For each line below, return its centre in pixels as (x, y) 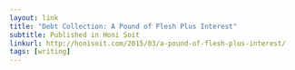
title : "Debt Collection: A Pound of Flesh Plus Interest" (123, 26)
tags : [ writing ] (40, 52)
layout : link (34, 18)
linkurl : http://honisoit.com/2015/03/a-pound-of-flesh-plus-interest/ (147, 43)
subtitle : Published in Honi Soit (75, 35)
